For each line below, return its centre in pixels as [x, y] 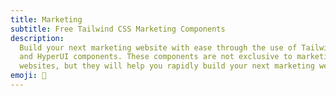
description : [37, 38]
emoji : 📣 [28, 76]
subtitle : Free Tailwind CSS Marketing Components [118, 29]
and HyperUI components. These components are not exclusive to [156, 57]
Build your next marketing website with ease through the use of [158, 47]
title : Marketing [46, 19]
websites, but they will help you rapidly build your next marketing [167, 66]
